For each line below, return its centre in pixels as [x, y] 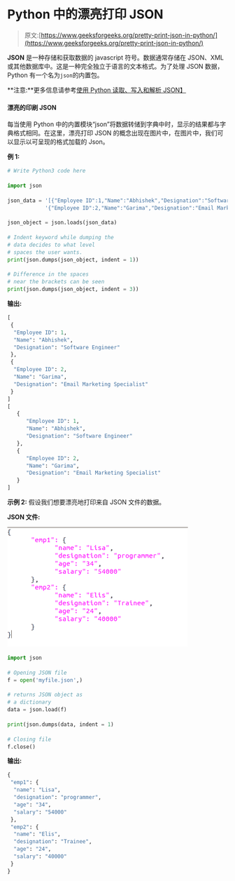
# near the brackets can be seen [56, 282]
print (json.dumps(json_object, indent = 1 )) [73, 260]
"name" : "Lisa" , [37, 790]
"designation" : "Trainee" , [53, 842]
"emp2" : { [24, 827]
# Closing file [29, 739]
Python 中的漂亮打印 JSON [85, 14]
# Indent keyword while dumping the [60, 238]
